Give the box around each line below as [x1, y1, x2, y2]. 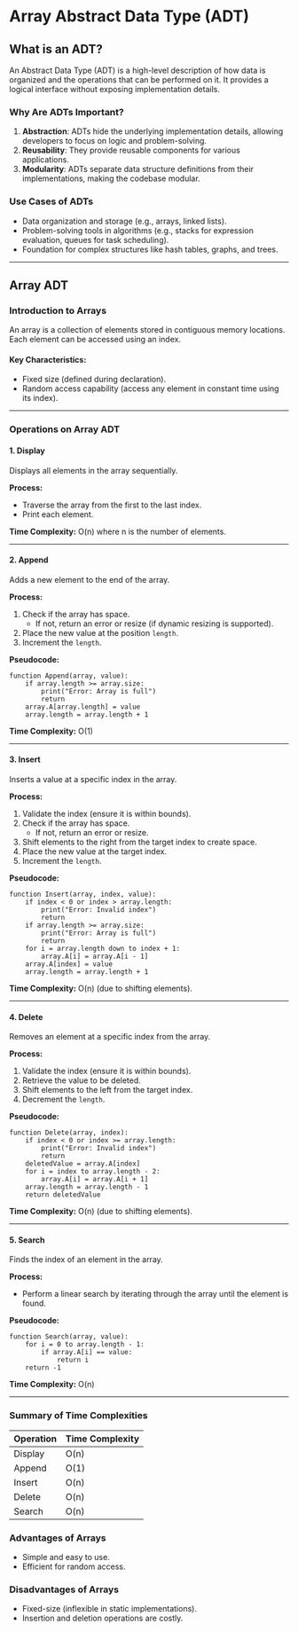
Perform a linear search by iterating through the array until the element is [21, 1289, 289, 1299]
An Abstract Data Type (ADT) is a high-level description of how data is [9, 65, 266, 75]
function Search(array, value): [9, 1332, 129, 1341]
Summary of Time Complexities [9, 1409, 148, 1422]
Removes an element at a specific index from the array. [9, 1032, 211, 1042]
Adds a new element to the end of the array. [9, 574, 170, 585]
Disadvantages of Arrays [9, 1583, 120, 1596]
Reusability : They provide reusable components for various [21, 145, 241, 156]
